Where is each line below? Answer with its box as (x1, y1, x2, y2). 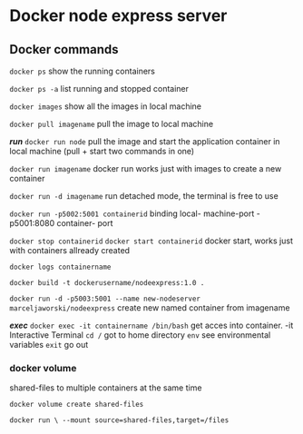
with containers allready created (9, 245, 130, 255)
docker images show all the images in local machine (9, 101, 202, 112)
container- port (56, 218, 113, 228)
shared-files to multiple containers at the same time (9, 382, 202, 393)
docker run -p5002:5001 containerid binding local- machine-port (9, 208, 255, 219)
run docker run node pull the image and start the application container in (9, 136, 280, 146)
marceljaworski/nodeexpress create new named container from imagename (9, 302, 290, 313)
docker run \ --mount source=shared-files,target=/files (9, 416, 230, 425)
